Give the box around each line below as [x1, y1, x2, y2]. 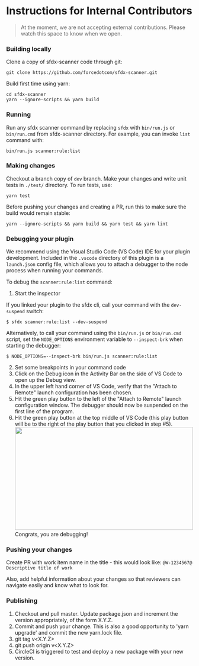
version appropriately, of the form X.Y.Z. [14, 616, 113, 623]
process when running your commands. [6, 267, 104, 274]
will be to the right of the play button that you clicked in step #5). [14, 420, 173, 427]
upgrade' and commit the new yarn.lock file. [14, 629, 123, 636]
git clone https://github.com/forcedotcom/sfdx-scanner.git [6, 70, 158, 76]
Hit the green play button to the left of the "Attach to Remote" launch [14, 395, 182, 403]
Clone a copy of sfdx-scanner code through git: [6, 58, 123, 66]
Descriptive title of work [6, 565, 73, 571]
